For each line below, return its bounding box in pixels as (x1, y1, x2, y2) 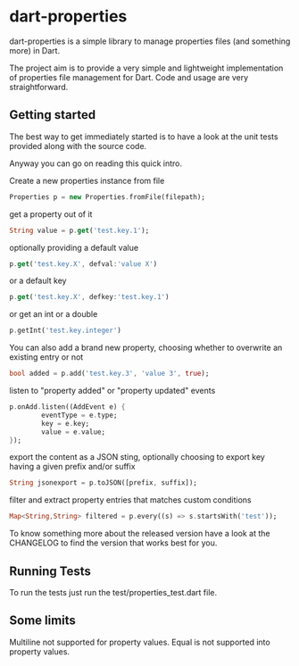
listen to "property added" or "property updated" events (9, 386, 216, 395)
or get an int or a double (9, 309, 98, 320)
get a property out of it (9, 208, 93, 220)
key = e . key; (41, 419, 90, 428)
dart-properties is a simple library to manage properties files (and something (9, 36, 291, 46)
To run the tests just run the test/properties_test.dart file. (9, 587, 218, 597)
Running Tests (9, 563, 91, 579)
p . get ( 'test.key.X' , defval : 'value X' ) (9, 259, 158, 269)
